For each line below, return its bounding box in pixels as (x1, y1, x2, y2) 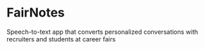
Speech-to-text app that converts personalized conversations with (6, 28, 199, 36)
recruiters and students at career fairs (6, 35, 116, 43)
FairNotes (6, 5, 65, 21)
